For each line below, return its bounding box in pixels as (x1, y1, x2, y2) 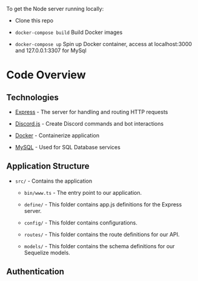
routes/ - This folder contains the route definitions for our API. (24, 231, 180, 238)
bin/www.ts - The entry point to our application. (24, 189, 142, 196)
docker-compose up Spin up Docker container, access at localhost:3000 (15, 41, 193, 47)
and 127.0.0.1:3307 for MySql (15, 47, 87, 54)
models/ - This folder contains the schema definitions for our (24, 242, 175, 249)
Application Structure (6, 161, 90, 172)
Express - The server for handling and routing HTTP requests (15, 109, 168, 115)
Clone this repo (15, 17, 53, 24)
